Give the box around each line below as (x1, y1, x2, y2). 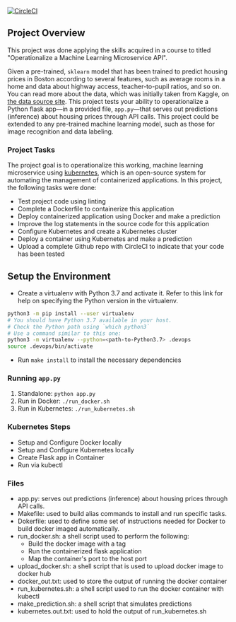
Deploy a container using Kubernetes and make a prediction (17, 235, 193, 243)
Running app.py (7, 373, 61, 383)
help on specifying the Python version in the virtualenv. (17, 296, 179, 305)
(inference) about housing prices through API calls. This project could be (7, 112, 219, 120)
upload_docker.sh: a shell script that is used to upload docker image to (17, 562, 224, 570)
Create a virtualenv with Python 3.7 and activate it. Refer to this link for (17, 288, 223, 297)
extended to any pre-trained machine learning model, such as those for (7, 119, 216, 128)
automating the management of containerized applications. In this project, (7, 176, 223, 184)
